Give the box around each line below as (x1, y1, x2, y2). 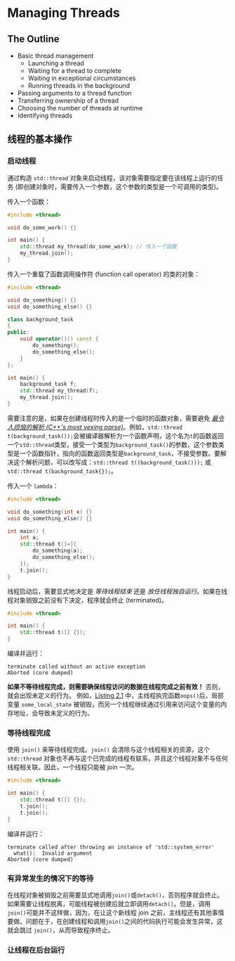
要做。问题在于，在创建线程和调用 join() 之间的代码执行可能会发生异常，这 (7, 917, 223, 925)
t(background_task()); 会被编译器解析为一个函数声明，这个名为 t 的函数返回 (7, 431, 224, 440)
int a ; (20, 534, 39, 541)
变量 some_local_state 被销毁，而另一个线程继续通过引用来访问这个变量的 (7, 700, 221, 709)
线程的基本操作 (7, 134, 72, 146)
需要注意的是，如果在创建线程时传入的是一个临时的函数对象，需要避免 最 (7, 413, 218, 423)
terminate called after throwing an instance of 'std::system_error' (7, 844, 215, 851)
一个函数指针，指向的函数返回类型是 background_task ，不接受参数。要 (19, 449, 221, 458)
